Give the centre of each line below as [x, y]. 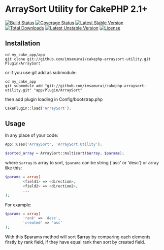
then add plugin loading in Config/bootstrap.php [54, 99]
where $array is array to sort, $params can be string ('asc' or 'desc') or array [82, 163]
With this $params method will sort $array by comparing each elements [78, 237]
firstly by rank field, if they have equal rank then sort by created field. [75, 242]
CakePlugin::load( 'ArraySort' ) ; [38, 108]
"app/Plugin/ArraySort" [58, 90]
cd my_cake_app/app [25, 55]
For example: [18, 205]
